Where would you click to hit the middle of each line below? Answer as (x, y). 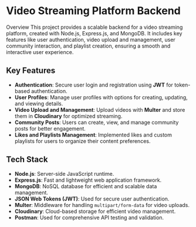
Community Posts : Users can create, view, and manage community (97, 122)
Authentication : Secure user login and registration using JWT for (94, 85)
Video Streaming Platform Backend (93, 11)
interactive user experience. (40, 52)
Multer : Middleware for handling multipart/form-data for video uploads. (102, 205)
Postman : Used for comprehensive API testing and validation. (89, 217)
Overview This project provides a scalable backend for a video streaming (94, 27)
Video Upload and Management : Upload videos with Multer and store (100, 109)
